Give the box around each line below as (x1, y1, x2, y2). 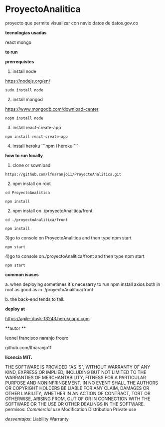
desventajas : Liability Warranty (5, 416, 69, 422)
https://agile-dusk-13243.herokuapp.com (5, 315, 90, 321)
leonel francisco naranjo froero (5, 335, 69, 341)
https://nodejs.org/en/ (5, 78, 51, 84)
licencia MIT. (5, 354, 32, 360)
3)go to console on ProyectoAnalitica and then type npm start (5, 234, 132, 240)
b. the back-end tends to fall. (5, 296, 65, 302)
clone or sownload (12, 162, 51, 168)
